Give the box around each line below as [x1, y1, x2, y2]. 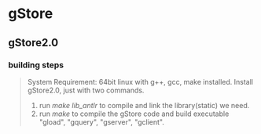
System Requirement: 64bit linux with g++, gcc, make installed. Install [27, 77, 254, 86]
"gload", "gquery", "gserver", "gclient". [39, 117, 165, 126]
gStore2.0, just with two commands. [27, 85, 145, 95]
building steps [8, 60, 64, 71]
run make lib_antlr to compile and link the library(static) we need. [39, 100, 250, 110]
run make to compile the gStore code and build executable [39, 109, 230, 118]
